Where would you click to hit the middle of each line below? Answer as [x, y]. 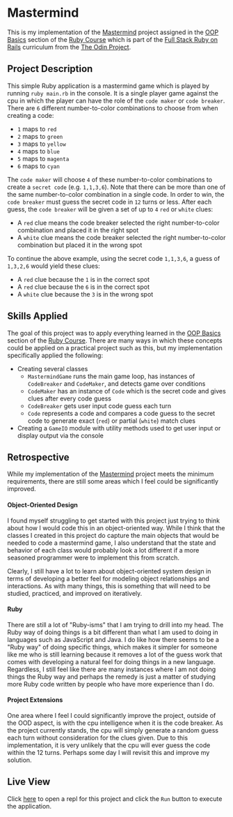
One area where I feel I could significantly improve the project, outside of [112, 715]
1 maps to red [37, 129]
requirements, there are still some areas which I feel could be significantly [113, 481]
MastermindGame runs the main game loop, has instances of [111, 376]
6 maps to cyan [39, 166]
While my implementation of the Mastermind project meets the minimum [111, 474]
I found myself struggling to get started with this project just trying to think [114, 520]
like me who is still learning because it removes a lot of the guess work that [115, 654]
